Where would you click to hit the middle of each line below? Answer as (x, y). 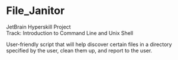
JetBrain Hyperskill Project (38, 27)
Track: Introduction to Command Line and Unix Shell (70, 33)
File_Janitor (35, 11)
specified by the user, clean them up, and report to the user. (79, 50)
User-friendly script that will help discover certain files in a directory (89, 44)
